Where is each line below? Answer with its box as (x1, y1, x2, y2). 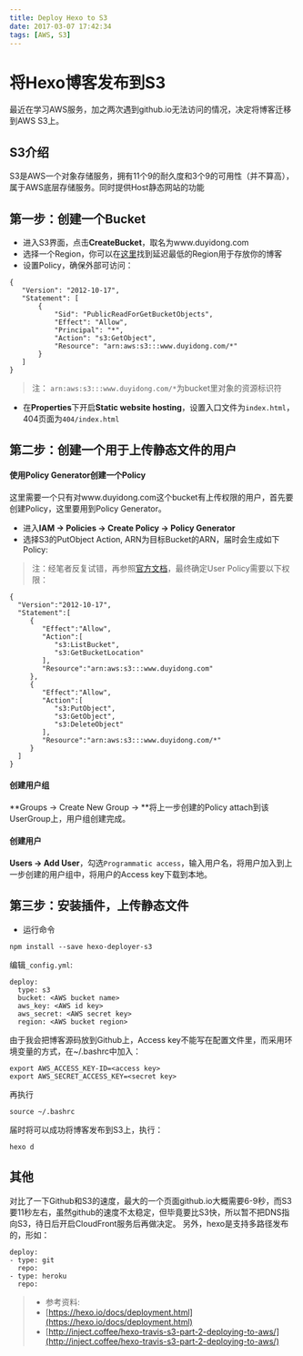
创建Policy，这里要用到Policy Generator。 (9, 502, 167, 514)
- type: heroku (9, 1271, 67, 1280)
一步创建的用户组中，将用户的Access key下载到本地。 (9, 868, 212, 879)
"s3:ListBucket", (54, 640, 120, 649)
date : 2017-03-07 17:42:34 (9, 22, 112, 31)
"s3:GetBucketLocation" (54, 648, 145, 657)
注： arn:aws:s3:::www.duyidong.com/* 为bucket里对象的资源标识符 (31, 382, 282, 393)
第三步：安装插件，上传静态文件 (9, 898, 189, 914)
